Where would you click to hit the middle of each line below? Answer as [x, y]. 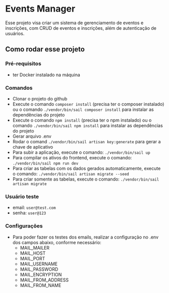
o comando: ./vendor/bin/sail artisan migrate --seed [71, 173]
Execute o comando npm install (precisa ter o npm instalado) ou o [82, 120]
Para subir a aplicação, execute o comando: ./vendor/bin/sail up [81, 152]
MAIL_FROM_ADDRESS [44, 280]
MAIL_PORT [33, 258]
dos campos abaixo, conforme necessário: [57, 242]
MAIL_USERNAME [39, 264]
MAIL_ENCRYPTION [41, 274]
